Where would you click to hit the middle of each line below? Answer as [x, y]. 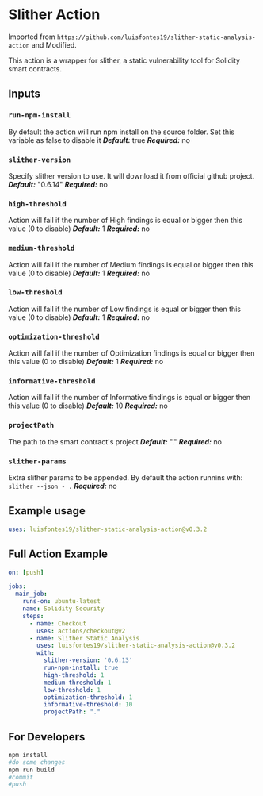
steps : [33, 616]
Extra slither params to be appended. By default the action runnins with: [126, 477]
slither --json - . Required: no [63, 486]
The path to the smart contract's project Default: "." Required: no [115, 441]
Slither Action [54, 15]
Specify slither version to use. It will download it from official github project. [131, 175]
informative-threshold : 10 [88, 705]
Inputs [25, 94]
